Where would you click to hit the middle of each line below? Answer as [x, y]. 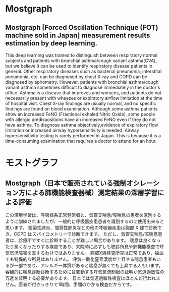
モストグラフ [32, 163]
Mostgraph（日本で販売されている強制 [66, 183]
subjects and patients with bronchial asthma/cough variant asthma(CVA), [81, 61]
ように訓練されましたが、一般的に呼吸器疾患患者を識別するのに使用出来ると [85, 221]
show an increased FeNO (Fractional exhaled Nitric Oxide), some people [80, 114]
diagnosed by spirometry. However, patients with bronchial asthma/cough [82, 82]
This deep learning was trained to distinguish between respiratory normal [81, 55]
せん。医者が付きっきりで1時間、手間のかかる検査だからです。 [70, 284]
